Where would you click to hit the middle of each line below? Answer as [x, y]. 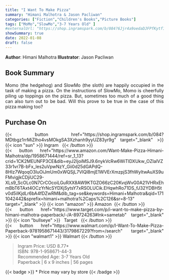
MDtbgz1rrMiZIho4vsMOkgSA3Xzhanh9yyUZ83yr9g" [61, 140]
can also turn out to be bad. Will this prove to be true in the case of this [84, 101]
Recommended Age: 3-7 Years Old [54, 257]
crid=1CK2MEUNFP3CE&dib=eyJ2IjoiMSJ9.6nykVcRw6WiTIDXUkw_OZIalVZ [84, 161]
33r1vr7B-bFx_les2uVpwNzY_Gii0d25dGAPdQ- [54, 166]
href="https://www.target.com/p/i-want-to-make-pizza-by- [102, 209]
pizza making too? [24, 106]
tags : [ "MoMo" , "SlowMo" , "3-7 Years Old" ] [50, 24]
